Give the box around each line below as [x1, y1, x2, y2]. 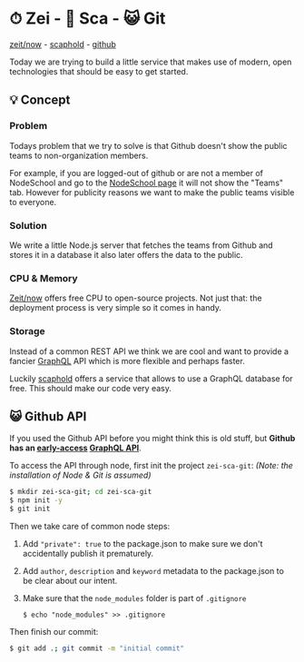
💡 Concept [9, 93, 71, 108]
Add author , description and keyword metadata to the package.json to [22, 565, 284, 576]
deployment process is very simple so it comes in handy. [9, 302, 222, 313]
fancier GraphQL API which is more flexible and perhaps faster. [9, 355, 245, 366]
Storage [9, 325, 45, 338]
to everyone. [9, 196, 57, 207]
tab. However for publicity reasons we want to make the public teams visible [9, 186, 295, 198]
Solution [9, 219, 48, 232]
